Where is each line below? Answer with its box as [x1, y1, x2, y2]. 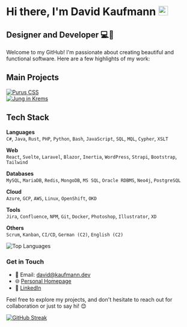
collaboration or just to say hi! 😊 [6, 302, 87, 310]
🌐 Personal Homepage [14, 277, 72, 285]
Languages [6, 129, 35, 136]
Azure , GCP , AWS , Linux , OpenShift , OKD [6, 194, 97, 202]
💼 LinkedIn [14, 284, 41, 291]
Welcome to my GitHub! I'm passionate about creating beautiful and [6, 49, 174, 56]
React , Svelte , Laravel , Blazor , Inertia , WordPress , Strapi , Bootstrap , [6, 153, 177, 160]
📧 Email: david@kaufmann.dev [14, 271, 91, 278]
